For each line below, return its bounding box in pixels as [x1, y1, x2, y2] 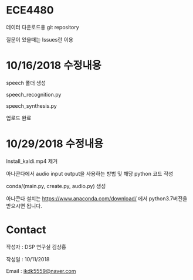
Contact [6, 223, 46, 236]
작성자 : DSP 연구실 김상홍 [6, 243, 66, 250]
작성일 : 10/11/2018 [6, 255, 50, 262]
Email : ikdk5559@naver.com [6, 267, 76, 274]
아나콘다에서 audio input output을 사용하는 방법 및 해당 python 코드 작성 [6, 170, 174, 177]
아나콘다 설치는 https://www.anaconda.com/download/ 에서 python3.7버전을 [6, 194, 188, 202]
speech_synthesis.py [6, 102, 57, 109]
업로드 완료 [6, 114, 32, 121]
